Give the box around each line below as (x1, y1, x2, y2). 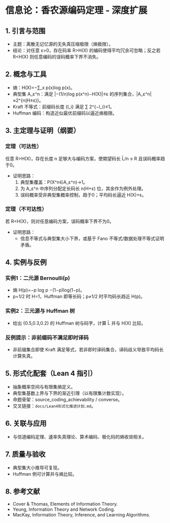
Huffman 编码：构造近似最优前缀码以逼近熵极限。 (12, 110, 117, 116)
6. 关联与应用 (5, 419, 47, 428)
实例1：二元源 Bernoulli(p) (5, 274, 70, 282)
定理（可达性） (5, 143, 42, 150)
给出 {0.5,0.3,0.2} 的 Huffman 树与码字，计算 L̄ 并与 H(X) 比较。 (12, 320, 146, 326)
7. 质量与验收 (5, 450, 46, 459)
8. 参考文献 (5, 487, 40, 496)
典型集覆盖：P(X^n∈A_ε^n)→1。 (20, 179, 88, 185)
